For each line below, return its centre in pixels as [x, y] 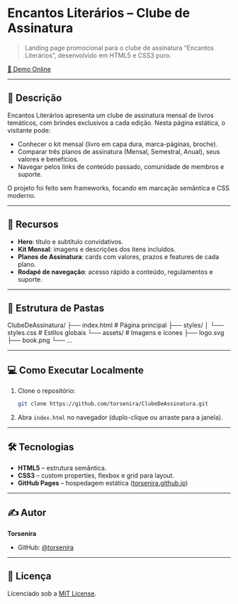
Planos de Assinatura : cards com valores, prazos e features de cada [118, 256]
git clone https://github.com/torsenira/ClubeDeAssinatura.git [113, 404]
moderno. [22, 195]
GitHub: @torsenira [46, 547]
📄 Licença [29, 576]
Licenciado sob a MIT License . [52, 593]
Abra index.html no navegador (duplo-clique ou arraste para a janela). [120, 417]
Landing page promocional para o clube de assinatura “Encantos [119, 48]
